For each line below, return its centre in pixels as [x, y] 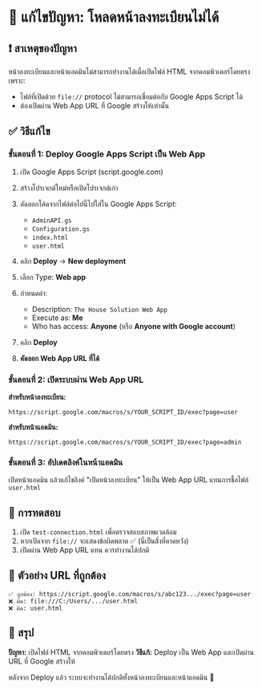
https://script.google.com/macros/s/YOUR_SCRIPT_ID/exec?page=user [123, 412]
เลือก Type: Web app [53, 277]
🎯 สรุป [21, 633]
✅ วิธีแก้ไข [29, 131]
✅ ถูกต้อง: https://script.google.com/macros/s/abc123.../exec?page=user [129, 594]
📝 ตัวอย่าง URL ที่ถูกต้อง [57, 576]
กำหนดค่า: [34, 293]
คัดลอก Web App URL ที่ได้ [60, 358]
